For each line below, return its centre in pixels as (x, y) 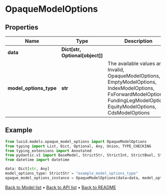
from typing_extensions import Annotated (48, 151)
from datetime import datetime (37, 160)
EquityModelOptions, (132, 107)
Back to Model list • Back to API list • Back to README (61, 187)
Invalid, (116, 70)
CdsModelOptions (128, 113)
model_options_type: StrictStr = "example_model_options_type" (72, 173)
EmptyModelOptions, (132, 82)
